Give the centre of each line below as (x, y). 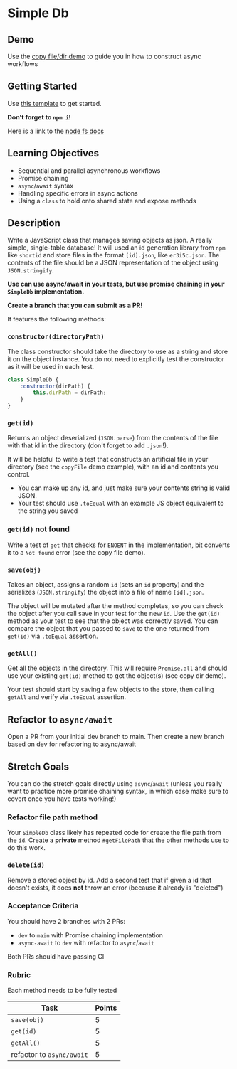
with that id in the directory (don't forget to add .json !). (88, 445)
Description (34, 223)
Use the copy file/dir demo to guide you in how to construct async (104, 56)
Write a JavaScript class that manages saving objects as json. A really (110, 240)
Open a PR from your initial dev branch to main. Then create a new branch (116, 737)
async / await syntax (46, 186)
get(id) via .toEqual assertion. (53, 636)
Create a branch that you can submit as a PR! (75, 305)
